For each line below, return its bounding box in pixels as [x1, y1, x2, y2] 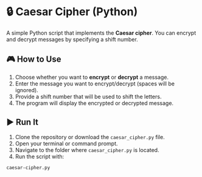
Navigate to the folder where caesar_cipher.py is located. [15, 146, 159, 153]
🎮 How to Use [6, 54, 61, 65]
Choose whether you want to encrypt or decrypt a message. [15, 73, 169, 81]
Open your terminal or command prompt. [15, 140, 118, 147]
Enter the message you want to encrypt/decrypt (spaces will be [15, 80, 175, 87]
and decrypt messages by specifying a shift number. [6, 35, 138, 43]
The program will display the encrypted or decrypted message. [15, 99, 174, 107]
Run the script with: [15, 153, 64, 160]
